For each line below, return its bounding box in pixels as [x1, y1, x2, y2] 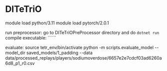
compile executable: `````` [5, 35, 56, 41]
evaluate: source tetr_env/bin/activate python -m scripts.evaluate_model [5, 44, 154, 50]
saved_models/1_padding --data [26, 50, 93, 56]
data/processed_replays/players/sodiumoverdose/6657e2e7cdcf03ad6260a [5, 55, 162, 61]
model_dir [5, 50, 26, 56]
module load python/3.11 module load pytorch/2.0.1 [5, 20, 109, 26]
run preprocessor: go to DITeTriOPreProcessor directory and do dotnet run [5, 29, 160, 35]
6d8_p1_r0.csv [5, 60, 35, 66]
